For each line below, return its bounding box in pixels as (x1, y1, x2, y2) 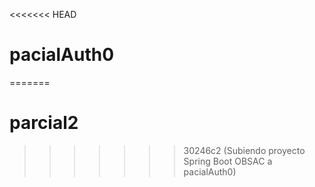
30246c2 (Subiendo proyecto (183, 144, 306, 156)
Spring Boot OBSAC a (183, 155, 273, 167)
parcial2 (9, 112, 79, 134)
